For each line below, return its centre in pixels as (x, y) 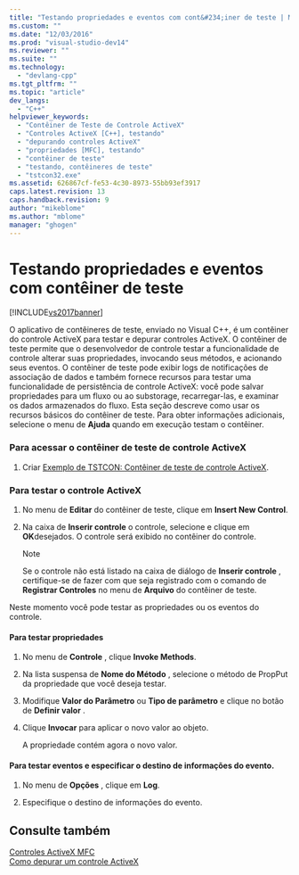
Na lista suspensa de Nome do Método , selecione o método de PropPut (155, 674)
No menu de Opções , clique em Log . (91, 785)
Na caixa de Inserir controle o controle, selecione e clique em (136, 527)
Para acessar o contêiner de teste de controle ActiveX (128, 448)
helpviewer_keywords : (49, 117)
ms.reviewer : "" (39, 51)
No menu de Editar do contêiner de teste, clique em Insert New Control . (155, 510)
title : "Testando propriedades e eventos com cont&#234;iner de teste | (147, 17)
